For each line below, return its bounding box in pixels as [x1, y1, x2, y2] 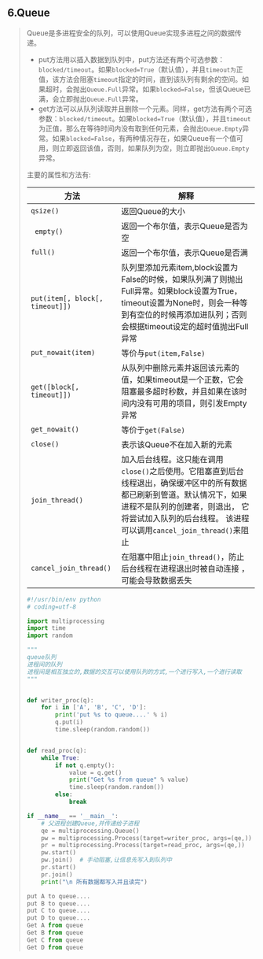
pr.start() [41, 864, 77, 872]
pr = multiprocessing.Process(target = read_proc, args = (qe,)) [41, 842, 245, 850]
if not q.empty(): [55, 761, 115, 769]
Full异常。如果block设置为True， [121, 285, 243, 296]
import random [26, 631, 73, 640]
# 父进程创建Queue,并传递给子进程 [41, 819, 140, 828]
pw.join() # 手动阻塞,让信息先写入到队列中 [41, 856, 173, 865]
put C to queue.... [26, 907, 91, 915]
